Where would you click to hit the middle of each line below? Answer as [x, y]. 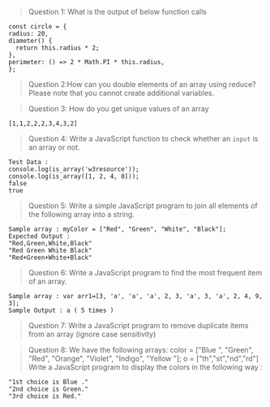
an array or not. [54, 147]
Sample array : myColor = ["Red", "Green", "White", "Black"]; [118, 229]
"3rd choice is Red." [45, 396]
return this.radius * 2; [58, 48]
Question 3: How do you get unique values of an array [118, 108]
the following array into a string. [81, 214]
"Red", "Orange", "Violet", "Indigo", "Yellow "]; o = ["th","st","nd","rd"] [144, 358]
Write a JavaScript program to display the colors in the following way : [145, 367]
